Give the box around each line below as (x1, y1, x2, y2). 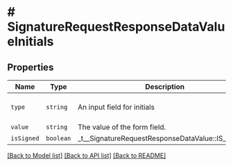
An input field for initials (77, 102, 155, 112)
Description (145, 82, 185, 91)
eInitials (7, 34, 54, 49)
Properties (7, 61, 54, 73)
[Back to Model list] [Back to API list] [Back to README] (7, 151, 166, 160)
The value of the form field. (77, 122, 166, 132)
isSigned (10, 135, 40, 142)
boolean (46, 135, 71, 142)
